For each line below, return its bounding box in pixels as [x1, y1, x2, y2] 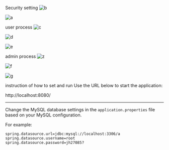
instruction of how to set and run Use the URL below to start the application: [5, 83, 163, 88]
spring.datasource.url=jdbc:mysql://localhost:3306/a [5, 131, 121, 136]
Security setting [5, 5, 38, 11]
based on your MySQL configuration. [5, 112, 82, 118]
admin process [5, 53, 36, 59]
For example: [5, 122, 33, 127]
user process [5, 24, 33, 30]
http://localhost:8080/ [5, 92, 51, 98]
